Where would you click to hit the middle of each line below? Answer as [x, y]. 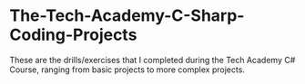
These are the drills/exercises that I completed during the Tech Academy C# [152, 60]
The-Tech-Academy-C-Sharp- [127, 16]
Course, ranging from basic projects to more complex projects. [127, 70]
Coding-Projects [73, 35]
